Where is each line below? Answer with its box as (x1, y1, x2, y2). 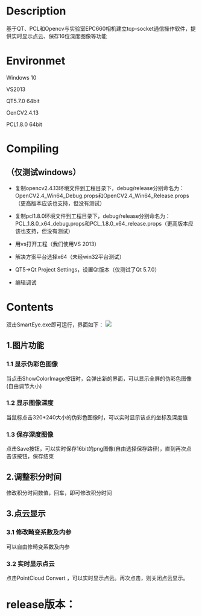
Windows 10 (6, 74, 37, 81)
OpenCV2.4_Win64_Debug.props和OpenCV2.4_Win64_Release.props (14, 192, 189, 199)
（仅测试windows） (6, 167, 81, 177)
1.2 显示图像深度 (6, 399, 54, 407)
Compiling (6, 142, 59, 156)
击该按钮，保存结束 (6, 452, 54, 460)
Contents (6, 300, 54, 314)
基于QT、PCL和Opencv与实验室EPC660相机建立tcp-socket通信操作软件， (6, 25, 191, 32)
